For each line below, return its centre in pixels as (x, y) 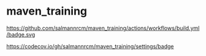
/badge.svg (21, 34)
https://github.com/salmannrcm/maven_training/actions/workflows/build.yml (103, 28)
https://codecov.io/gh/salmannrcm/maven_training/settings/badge (90, 46)
